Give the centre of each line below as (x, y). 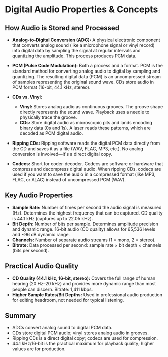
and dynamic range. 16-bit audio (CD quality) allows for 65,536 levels (83, 229)
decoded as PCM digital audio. (51, 133)
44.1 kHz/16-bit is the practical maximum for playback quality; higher (83, 344)
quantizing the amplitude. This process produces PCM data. (74, 56)
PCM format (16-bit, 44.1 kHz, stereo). (51, 87)
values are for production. (39, 349)
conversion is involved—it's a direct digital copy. (62, 154)
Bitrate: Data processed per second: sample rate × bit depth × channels (87, 245)
